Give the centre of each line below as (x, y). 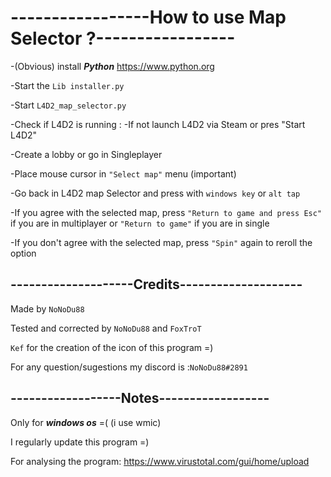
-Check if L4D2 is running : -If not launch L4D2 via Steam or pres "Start (158, 124)
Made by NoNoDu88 (47, 308)
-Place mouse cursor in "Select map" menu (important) (123, 173)
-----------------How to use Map (148, 17)
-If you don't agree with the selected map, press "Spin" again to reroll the (161, 242)
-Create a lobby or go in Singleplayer (86, 154)
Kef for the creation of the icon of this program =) (112, 347)
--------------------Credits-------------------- (156, 284)
